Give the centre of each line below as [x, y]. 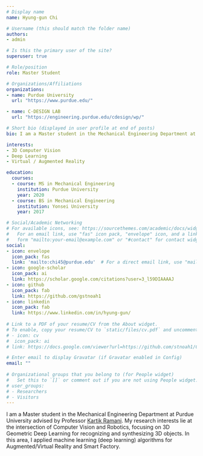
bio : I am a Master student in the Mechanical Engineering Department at [101, 134]
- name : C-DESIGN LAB [34, 112]
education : [20, 173]
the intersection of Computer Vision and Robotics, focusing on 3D [88, 427]
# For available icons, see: [43, 229]
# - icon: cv [23, 335]
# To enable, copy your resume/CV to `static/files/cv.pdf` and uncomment [102, 330]
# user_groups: [25, 386]
